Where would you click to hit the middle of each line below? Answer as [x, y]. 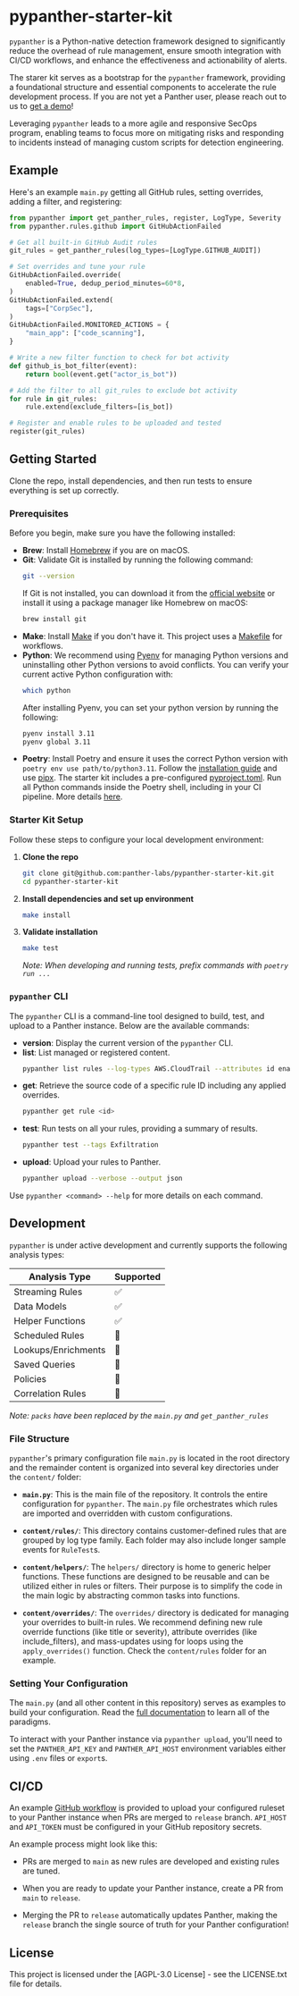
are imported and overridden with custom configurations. [127, 1513]
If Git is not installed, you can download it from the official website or [148, 593]
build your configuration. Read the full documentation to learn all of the [140, 1713]
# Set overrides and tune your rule [77, 267]
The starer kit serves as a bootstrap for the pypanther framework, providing [147, 77]
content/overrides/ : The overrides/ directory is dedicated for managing [155, 1613]
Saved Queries [45, 1364]
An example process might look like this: [83, 1844]
